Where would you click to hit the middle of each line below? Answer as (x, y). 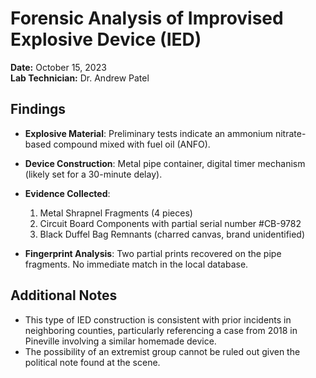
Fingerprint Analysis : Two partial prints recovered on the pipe (153, 253)
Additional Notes (64, 295)
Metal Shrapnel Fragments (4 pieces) (116, 213)
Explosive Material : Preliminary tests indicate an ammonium (149, 133)
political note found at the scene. (92, 362)
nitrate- (290, 133)
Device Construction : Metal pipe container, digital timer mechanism (165, 163)
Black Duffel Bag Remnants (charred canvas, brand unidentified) (172, 234)
